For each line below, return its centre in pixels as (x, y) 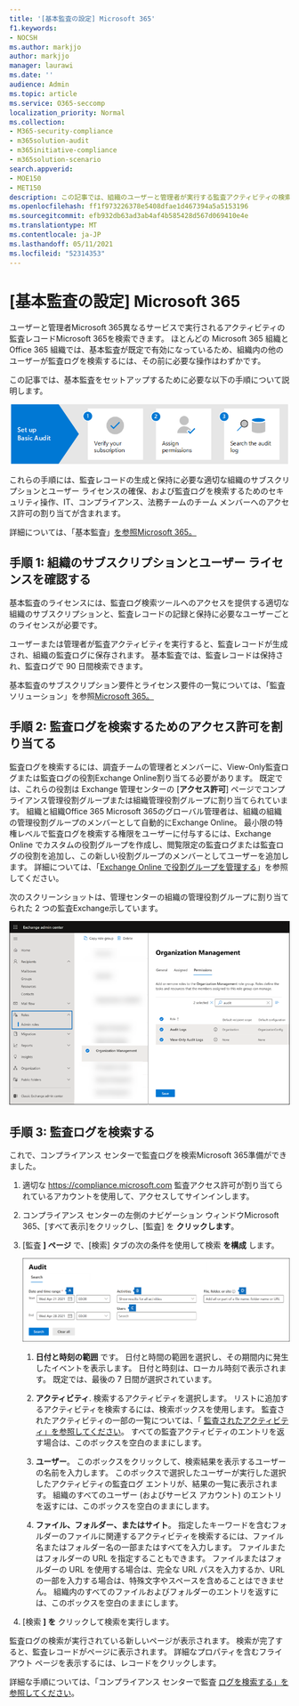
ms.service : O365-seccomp (57, 103)
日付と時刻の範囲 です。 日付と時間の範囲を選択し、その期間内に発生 (162, 1356)
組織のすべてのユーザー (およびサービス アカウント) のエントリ (168, 1494)
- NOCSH (24, 37)
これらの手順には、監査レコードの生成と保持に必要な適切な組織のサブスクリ (149, 480)
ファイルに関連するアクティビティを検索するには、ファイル (175, 1536)
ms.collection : (37, 122)
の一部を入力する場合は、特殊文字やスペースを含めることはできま (156, 1581)
